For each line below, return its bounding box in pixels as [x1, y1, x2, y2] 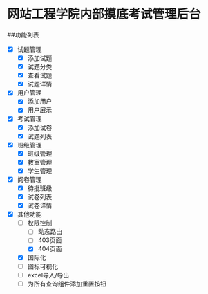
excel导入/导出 [27, 270, 70, 279]
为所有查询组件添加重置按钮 [27, 279, 107, 288]
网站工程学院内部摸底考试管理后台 [7, 6, 202, 22]
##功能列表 [7, 30, 39, 39]
